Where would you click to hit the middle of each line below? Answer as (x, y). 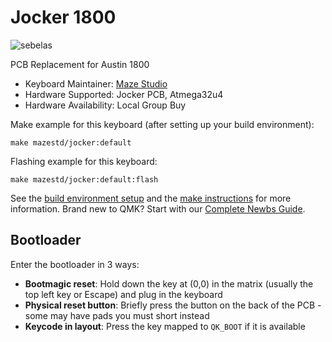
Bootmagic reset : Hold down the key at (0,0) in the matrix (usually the (169, 283)
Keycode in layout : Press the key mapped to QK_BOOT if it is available (165, 326)
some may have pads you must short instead (117, 315)
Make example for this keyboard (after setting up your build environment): (162, 124)
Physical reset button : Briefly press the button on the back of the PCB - (173, 305)
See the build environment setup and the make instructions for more (151, 198)
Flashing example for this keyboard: (84, 161)
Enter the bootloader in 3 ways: (75, 264)
